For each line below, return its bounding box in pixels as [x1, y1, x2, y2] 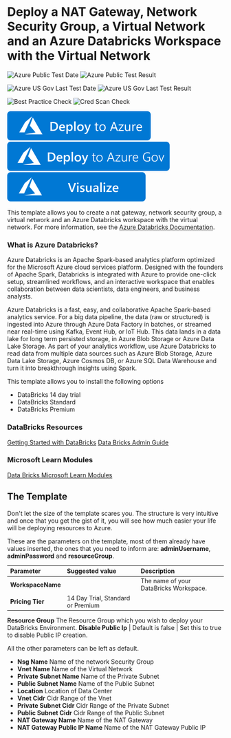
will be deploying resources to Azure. [7, 523, 113, 532]
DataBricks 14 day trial [16, 391, 81, 399]
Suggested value [66, 567, 117, 575]
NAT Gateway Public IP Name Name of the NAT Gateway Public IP [16, 724, 206, 732]
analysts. [7, 292, 33, 301]
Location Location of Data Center [16, 687, 113, 695]
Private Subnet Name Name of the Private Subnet [16, 672, 159, 681]
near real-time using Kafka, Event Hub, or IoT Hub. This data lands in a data [7, 327, 221, 336]
